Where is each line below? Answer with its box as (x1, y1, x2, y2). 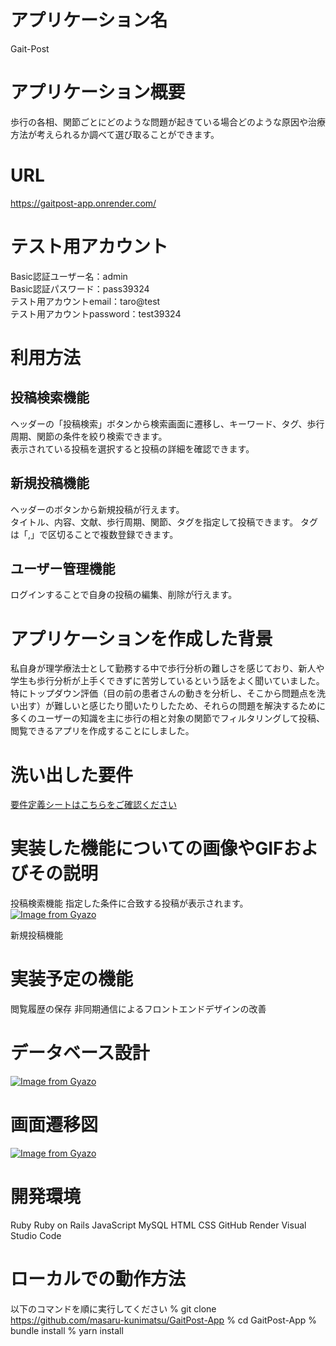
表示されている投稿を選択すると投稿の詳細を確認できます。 (10, 442, 255, 455)
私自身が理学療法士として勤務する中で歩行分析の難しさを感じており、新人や (10, 662, 325, 675)
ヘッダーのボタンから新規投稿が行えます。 (10, 503, 185, 515)
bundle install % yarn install (10, 1324, 124, 1336)
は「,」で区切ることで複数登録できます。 (10, 528, 179, 540)
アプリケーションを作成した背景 (10, 627, 273, 650)
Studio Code (10, 1229, 62, 1241)
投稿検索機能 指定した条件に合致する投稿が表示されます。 (10, 897, 249, 910)
